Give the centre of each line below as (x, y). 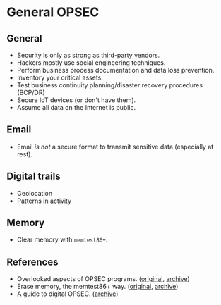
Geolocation (35, 193)
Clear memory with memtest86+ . (62, 239)
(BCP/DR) (31, 93)
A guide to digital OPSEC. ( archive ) (67, 294)
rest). (25, 154)
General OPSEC (53, 12)
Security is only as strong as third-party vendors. (88, 55)
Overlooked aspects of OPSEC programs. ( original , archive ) (103, 279)
